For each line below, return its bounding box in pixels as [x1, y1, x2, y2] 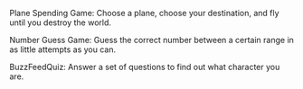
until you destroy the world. [9, 17, 111, 28]
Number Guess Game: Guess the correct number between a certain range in [9, 35, 294, 45]
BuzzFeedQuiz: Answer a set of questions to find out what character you [9, 62, 280, 72]
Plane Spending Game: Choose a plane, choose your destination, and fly [9, 8, 279, 18]
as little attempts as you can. [9, 44, 116, 55]
